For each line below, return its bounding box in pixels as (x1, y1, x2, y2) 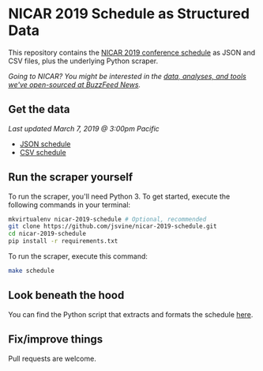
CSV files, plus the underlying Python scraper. (8, 56, 159, 66)
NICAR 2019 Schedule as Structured (8, 5, 250, 23)
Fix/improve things (8, 333, 103, 346)
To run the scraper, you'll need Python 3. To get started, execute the (8, 191, 231, 201)
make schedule (8, 267, 55, 275)
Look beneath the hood (8, 289, 125, 302)
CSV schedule (19, 147, 66, 157)
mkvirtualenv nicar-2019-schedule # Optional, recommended (8, 215, 207, 223)
